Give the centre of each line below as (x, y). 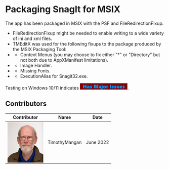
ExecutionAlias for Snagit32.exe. (54, 76)
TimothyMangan (65, 142)
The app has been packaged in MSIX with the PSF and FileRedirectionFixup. (85, 23)
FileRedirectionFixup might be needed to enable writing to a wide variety (88, 33)
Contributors (26, 104)
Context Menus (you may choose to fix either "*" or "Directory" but (90, 55)
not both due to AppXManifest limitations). (64, 60)
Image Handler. (36, 65)
